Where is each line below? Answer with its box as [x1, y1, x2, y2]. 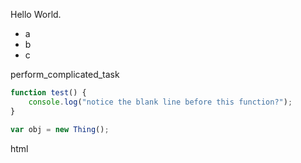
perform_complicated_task [10, 69, 120, 80]
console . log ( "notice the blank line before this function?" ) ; [28, 97, 293, 107]
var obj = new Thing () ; [10, 124, 110, 134]
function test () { [10, 88, 87, 98]
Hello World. [10, 9, 62, 20]
